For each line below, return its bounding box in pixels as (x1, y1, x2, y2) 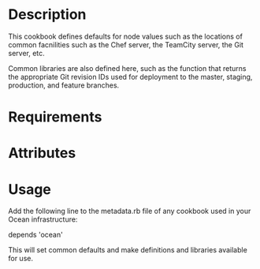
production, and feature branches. (8, 80, 120, 90)
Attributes (8, 144, 76, 163)
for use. (8, 254, 34, 263)
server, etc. (8, 48, 45, 58)
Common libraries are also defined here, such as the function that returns (8, 63, 247, 73)
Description (8, 6, 87, 24)
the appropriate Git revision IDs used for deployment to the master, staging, (8, 72, 253, 81)
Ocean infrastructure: (8, 215, 78, 224)
